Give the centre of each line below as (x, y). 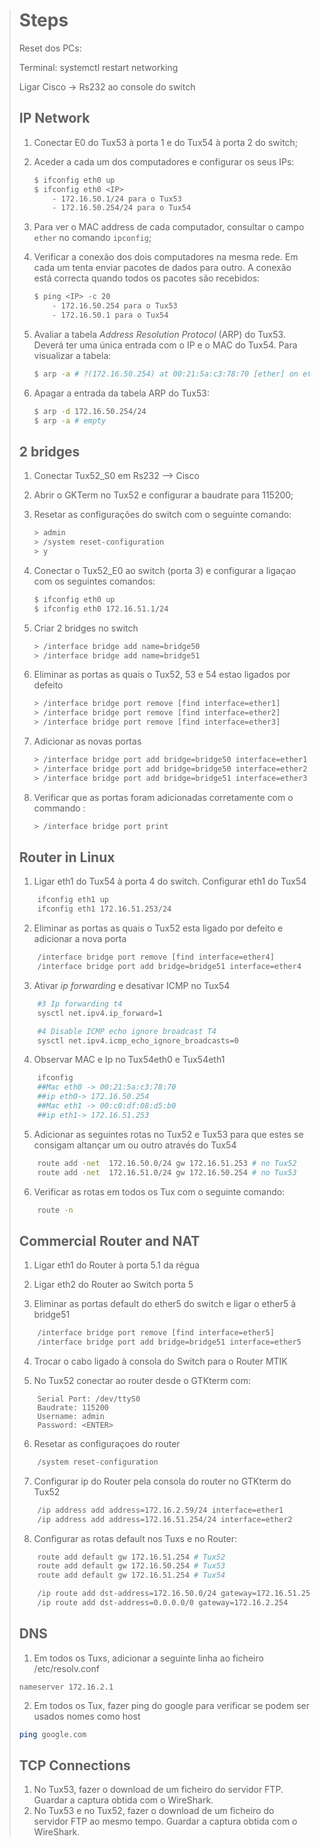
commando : (59, 808)
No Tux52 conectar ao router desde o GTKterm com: (142, 1380)
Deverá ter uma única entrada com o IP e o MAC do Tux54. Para (165, 345)
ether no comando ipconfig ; (92, 238)
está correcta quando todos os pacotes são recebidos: (147, 278)
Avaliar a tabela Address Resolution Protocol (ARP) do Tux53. (159, 334)
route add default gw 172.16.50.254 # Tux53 (131, 1566)
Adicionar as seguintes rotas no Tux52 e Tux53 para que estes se (168, 1134)
